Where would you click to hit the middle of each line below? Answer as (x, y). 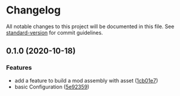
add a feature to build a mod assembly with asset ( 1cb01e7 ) (86, 80)
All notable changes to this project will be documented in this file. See (90, 26)
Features (19, 68)
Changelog (33, 10)
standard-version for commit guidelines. (55, 32)
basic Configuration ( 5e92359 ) (52, 87)
